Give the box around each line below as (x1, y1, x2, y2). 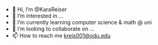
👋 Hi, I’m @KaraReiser (12, 6, 67, 13)
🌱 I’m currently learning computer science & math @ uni (12, 19, 152, 26)
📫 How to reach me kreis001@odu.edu (12, 32, 111, 39)
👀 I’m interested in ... (12, 12, 64, 19)
